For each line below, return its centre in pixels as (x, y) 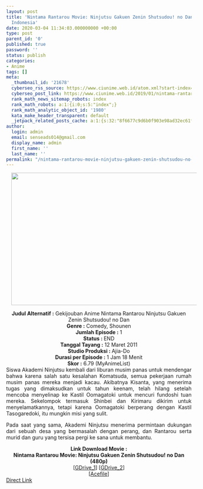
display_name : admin (36, 143)
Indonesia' (25, 22)
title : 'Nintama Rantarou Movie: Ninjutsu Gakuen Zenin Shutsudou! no (94, 17)
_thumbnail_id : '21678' (40, 83)
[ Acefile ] (99, 474)
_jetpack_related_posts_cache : (50, 121)
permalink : (19, 159)
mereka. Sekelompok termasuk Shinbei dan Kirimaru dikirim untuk (99, 401)
